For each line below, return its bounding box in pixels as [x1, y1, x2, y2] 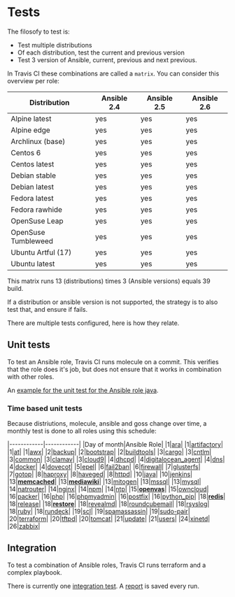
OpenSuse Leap [10, 216, 64, 226]
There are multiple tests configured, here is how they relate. [7, 319, 180, 327]
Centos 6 [10, 148, 41, 157]
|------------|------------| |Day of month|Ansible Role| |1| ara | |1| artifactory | [7, 440, 224, 449]
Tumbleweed [10, 236, 54, 245]
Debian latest [10, 182, 55, 192]
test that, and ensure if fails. [7, 305, 88, 313]
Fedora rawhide [10, 204, 63, 214]
